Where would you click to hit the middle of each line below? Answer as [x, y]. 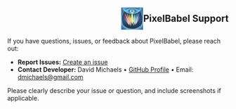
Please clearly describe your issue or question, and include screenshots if [114, 91]
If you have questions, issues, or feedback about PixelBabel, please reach [114, 41]
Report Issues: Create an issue [63, 62]
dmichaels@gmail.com [50, 77]
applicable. [23, 98]
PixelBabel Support [186, 19]
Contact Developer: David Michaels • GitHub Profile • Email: [105, 70]
